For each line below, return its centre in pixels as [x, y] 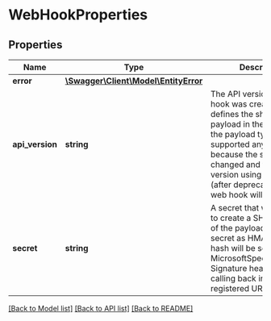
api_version [35, 144]
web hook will [237, 195]
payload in [230, 124]
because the [234, 154]
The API [225, 94]
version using [236, 175]
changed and [236, 165]
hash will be [233, 248]
